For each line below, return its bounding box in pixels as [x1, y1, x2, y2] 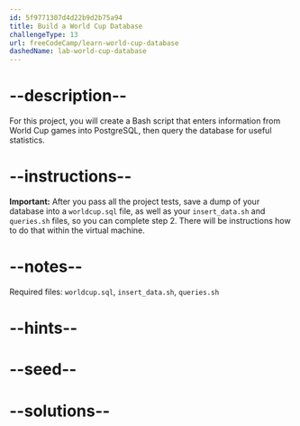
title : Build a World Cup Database [9, 22, 143, 31]
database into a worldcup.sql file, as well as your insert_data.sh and [9, 206, 266, 217]
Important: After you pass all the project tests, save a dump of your [9, 196, 260, 207]
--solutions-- [9, 401, 111, 421]
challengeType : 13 [9, 30, 78, 39]
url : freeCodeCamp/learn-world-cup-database [9, 38, 179, 48]
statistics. [9, 134, 45, 145]
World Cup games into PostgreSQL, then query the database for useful [9, 125, 272, 136]
